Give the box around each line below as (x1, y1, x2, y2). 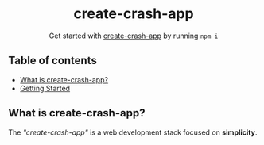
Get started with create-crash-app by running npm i (49, 31, 219, 40)
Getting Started (19, 83, 70, 93)
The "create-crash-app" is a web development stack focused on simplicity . (8, 128, 258, 137)
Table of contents (8, 54, 97, 67)
